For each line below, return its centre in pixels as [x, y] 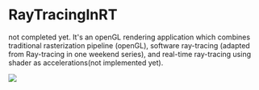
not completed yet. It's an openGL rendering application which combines [129, 37]
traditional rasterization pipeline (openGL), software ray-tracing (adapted [129, 45]
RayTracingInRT [63, 15]
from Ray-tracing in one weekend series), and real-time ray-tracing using [130, 54]
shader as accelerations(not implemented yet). [86, 63]
